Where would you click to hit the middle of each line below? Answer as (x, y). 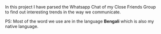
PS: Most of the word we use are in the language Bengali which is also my (80, 21)
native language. (22, 26)
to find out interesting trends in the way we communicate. (63, 12)
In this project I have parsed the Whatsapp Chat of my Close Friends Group (80, 7)
